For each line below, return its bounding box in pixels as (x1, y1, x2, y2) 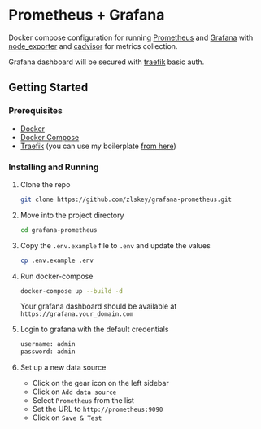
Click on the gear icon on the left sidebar (32, 379, 169, 388)
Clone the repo (20, 179, 71, 189)
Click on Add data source (32, 387, 117, 396)
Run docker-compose (20, 271, 94, 281)
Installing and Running (8, 161, 99, 173)
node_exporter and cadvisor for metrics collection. (8, 41, 178, 50)
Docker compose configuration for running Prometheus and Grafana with (8, 33, 254, 42)
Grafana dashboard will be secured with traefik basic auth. (8, 57, 205, 67)
